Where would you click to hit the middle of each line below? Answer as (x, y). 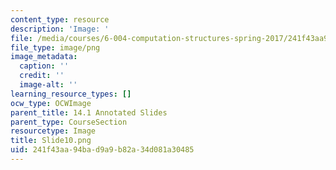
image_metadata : (44, 57)
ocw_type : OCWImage (51, 103)
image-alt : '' (48, 85)
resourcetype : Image (53, 131)
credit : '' (42, 76)
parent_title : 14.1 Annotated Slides (89, 112)
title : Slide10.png (51, 141)
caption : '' (44, 66)
